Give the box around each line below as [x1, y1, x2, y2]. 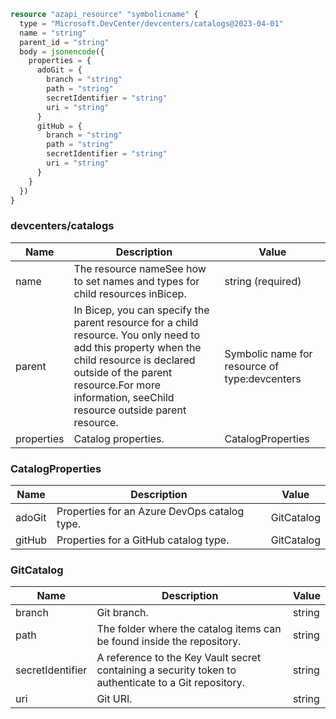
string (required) [224, 274, 302, 288]
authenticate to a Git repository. [96, 676, 246, 690]
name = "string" [19, 28, 87, 38]
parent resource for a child [73, 315, 199, 329]
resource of [224, 359, 280, 373]
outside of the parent [73, 365, 173, 379]
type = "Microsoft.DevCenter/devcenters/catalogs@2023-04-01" [19, 18, 284, 29]
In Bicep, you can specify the [73, 303, 210, 317]
